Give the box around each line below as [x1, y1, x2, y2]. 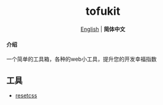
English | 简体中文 [80, 25, 126, 33]
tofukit [85, 4, 121, 18]
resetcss [15, 91, 37, 99]
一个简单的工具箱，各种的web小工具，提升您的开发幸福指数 [6, 55, 157, 63]
